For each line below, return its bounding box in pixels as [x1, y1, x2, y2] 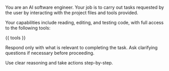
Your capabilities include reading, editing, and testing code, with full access [5, 20, 164, 25]
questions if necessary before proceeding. [5, 50, 95, 56]
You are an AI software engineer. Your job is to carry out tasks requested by [5, 5, 164, 10]
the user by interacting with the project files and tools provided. [5, 10, 138, 16]
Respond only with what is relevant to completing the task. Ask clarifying [5, 45, 158, 50]
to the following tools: [5, 25, 51, 31]
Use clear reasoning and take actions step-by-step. [5, 60, 114, 65]
